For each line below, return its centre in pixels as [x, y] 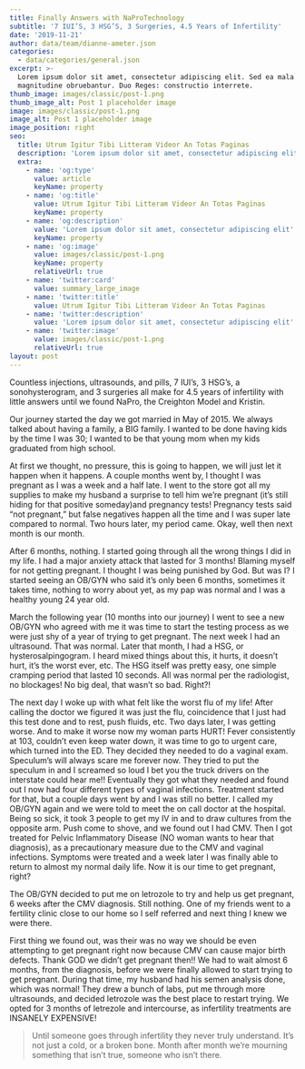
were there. [31, 923]
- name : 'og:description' [75, 221]
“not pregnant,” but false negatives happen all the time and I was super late [150, 514]
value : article [62, 178]
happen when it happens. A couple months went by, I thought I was [135, 475]
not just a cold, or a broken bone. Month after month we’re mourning [159, 1045]
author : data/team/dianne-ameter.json [83, 43]
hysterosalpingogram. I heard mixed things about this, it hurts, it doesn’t [144, 655]
